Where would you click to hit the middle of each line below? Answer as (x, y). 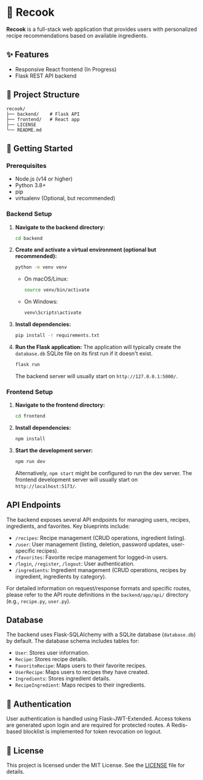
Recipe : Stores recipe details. (51, 659)
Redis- (180, 725)
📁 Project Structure (43, 95)
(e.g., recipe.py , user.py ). (38, 601)
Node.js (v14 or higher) (44, 179)
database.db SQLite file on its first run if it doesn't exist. (84, 353)
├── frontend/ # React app (43, 119)
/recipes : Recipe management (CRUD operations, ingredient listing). (100, 538)
